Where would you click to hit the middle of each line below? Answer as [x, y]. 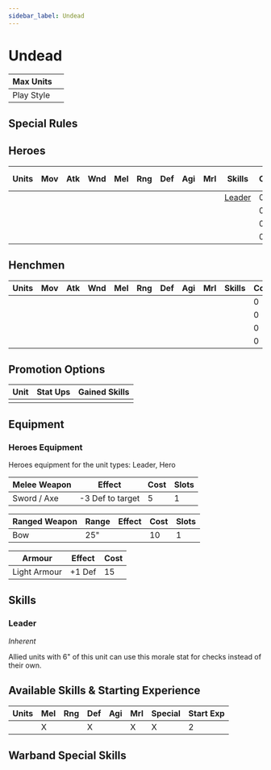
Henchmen [37, 266]
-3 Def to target [110, 498]
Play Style [31, 95]
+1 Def [83, 572]
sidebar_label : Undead [46, 16]
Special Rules [43, 123]
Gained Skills [104, 392]
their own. [25, 665]
